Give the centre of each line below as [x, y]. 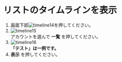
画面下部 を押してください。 [52, 25]
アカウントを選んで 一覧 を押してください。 [55, 36]
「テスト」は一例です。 [35, 48]
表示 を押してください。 [35, 54]
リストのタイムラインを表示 [60, 10]
